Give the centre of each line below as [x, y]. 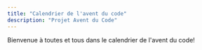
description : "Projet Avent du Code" [62, 20]
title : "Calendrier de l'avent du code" [67, 14]
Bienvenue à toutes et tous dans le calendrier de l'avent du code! [101, 40]
